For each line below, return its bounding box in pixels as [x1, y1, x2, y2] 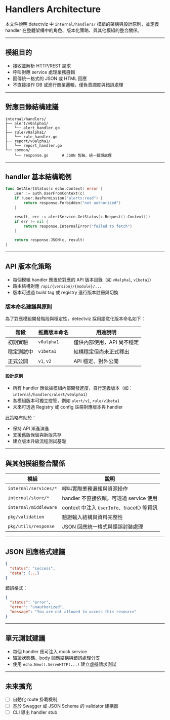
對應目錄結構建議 [5, 103, 59, 111]
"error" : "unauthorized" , [10, 605, 65, 610]
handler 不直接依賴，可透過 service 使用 [62, 495, 158, 502]
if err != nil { [14, 219, 49, 224]
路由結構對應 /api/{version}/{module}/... [12, 283, 102, 289]
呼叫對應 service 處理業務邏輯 [12, 69, 75, 75]
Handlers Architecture [5, 4, 101, 15]
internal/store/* [8, 495, 50, 501]
